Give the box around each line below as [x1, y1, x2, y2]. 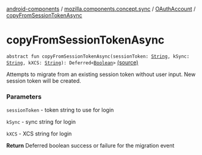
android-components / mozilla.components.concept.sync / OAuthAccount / [6, 6, 196, 12]
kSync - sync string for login [6, 118, 76, 126]
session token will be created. [6, 77, 81, 85]
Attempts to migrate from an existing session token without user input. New [6, 70, 196, 78]
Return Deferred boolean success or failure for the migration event [6, 142, 175, 149]
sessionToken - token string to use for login [6, 107, 114, 114]
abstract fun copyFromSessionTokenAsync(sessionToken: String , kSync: [6, 53, 190, 59]
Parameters [6, 92, 41, 100]
